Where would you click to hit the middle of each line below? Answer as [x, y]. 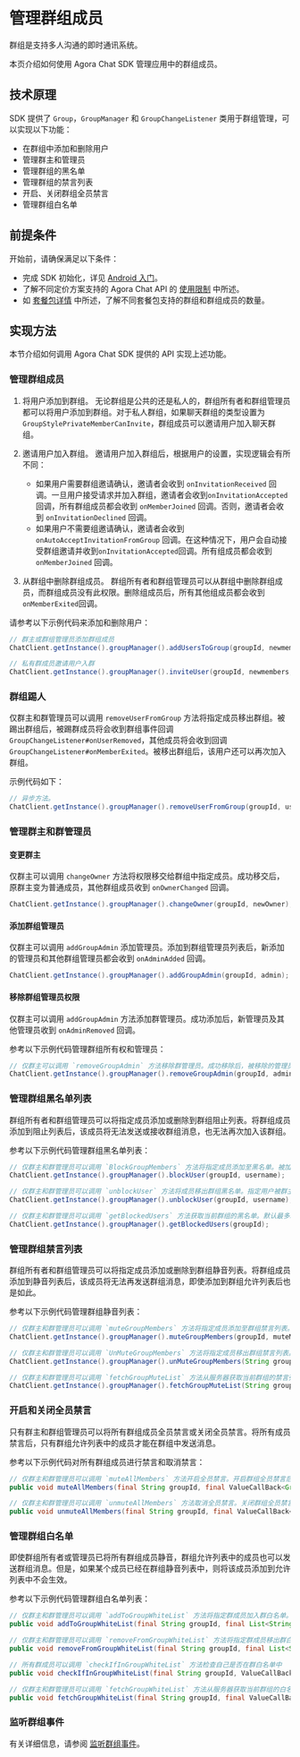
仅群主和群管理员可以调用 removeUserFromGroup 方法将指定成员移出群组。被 [147, 718]
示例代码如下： [37, 782]
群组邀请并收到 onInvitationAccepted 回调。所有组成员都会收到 [158, 551]
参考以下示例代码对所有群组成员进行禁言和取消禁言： [107, 1461]
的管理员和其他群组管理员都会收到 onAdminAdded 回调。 [110, 958]
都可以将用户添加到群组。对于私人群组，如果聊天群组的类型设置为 [143, 412]
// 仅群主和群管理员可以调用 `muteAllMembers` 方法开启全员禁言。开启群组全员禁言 [148, 1478]
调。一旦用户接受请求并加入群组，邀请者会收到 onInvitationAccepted [162, 494]
